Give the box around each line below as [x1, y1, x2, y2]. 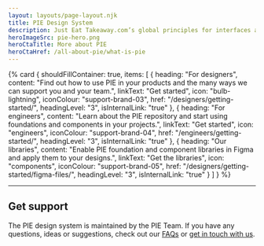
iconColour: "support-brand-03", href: [42, 95, 167, 104]
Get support [8, 200, 68, 213]
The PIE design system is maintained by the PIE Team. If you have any [8, 221, 235, 230]
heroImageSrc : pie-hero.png [8, 33, 101, 42]
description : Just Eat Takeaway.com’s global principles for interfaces [8, 26, 251, 34]
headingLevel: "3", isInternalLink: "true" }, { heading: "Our [39, 137, 227, 145]
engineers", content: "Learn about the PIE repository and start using [8, 112, 228, 120]
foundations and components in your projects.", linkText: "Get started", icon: [8, 119, 254, 129]
